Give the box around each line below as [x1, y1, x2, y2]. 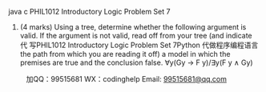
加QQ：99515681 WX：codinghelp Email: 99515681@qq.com [26, 74, 227, 83]
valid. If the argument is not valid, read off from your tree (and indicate [19, 31, 252, 40]
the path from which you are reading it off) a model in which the [19, 50, 231, 58]
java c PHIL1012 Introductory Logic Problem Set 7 [8, 7, 171, 16]
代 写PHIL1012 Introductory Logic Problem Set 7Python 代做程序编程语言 [19, 40, 259, 50]
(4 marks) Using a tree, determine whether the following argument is [19, 22, 247, 31]
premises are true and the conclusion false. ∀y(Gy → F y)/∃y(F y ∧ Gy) [19, 58, 254, 67]
